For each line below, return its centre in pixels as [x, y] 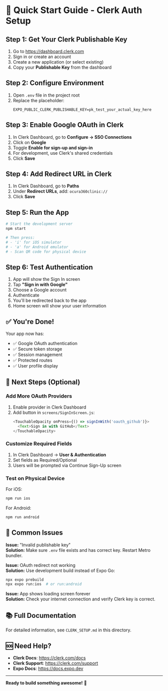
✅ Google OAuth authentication [45, 343]
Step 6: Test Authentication [49, 267]
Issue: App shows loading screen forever [48, 594]
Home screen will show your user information [60, 306]
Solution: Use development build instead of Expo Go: [60, 570]
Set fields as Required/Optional [45, 460]
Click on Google [29, 142]
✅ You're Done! [30, 322]
